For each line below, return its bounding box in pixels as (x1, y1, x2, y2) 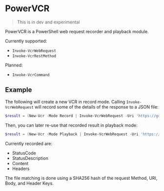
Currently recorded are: (5, 140, 53, 147)
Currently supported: (5, 38, 47, 44)
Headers (12, 166, 30, 171)
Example (5, 86, 32, 94)
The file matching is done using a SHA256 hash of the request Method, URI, (5, 175, 158, 181)
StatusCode (12, 150, 36, 156)
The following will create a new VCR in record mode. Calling (5, 99, 125, 105)
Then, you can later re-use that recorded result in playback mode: (5, 122, 138, 128)
